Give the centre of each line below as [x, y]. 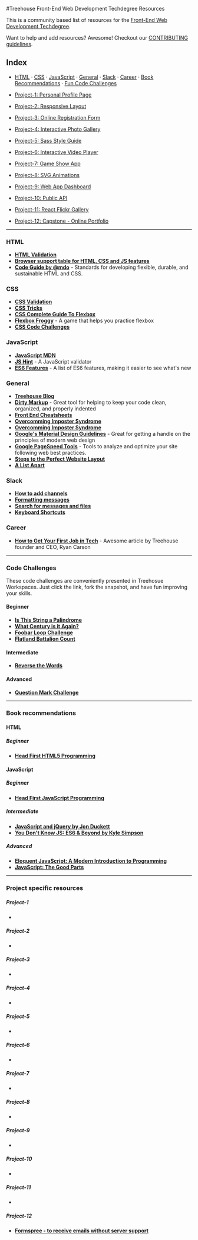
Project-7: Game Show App [47, 163]
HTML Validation [36, 255]
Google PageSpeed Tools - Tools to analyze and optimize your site [96, 446]
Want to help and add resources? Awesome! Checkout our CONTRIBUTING [97, 38]
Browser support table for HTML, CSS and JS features [82, 261]
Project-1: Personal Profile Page [53, 95]
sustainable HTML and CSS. [49, 274]
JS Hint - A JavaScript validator [53, 361]
